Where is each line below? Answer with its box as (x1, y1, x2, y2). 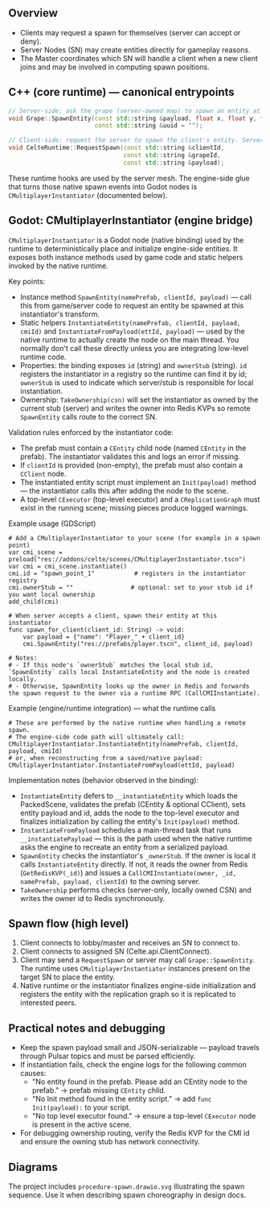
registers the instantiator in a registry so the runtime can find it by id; (19, 369, 247, 379)
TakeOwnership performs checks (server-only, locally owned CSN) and (19, 885, 252, 895)
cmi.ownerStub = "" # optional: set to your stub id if (8, 583, 253, 591)
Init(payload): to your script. (31, 1103, 131, 1112)
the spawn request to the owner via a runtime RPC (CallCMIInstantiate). (8, 689, 261, 697)
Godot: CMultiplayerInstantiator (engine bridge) (8, 213, 253, 228)
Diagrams (8, 1160, 58, 1174)
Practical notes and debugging (8, 1021, 166, 1035)
